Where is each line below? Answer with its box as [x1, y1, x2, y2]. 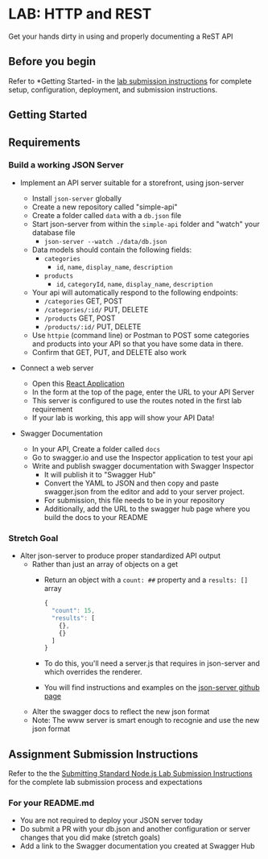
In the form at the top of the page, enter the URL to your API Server [31, 387, 255, 397]
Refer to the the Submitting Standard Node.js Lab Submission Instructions [8, 769, 253, 778]
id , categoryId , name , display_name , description [56, 279, 213, 288]
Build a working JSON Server [8, 159, 124, 171]
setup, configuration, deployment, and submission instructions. [8, 85, 218, 94]
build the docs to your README [43, 512, 149, 522]
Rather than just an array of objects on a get [31, 560, 179, 569]
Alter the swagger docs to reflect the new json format [31, 707, 210, 717]
